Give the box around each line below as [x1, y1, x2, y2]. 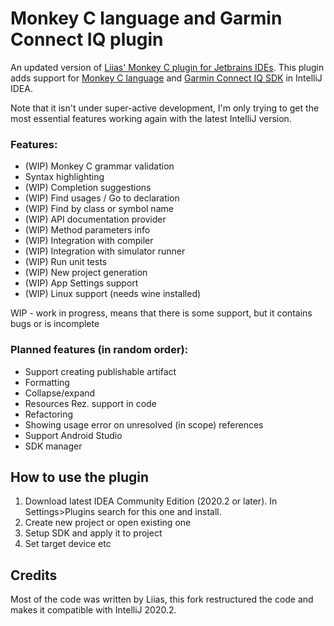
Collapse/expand [24, 387, 96, 399]
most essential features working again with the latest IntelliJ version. [10, 112, 292, 124]
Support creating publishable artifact [24, 365, 177, 377]
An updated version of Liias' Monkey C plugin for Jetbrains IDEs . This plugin [10, 61, 325, 73]
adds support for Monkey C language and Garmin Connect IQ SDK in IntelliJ [10, 72, 323, 84]
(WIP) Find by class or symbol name [24, 203, 174, 215]
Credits [10, 567, 58, 584]
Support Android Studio [24, 429, 123, 441]
